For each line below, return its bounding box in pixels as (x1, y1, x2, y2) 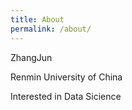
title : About (10, 14, 65, 25)
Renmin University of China (10, 71, 123, 83)
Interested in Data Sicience (10, 90, 122, 102)
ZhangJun (10, 51, 53, 63)
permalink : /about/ (10, 24, 92, 34)
